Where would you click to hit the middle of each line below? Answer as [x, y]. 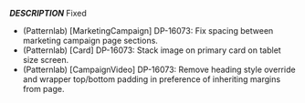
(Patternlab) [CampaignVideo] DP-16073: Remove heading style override [159, 69]
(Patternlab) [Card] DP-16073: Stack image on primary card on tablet [152, 50]
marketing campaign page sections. [90, 41]
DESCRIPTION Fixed [48, 13]
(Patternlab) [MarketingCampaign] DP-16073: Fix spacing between [148, 31]
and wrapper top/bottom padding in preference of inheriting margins [152, 79]
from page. [43, 89]
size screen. [46, 60]
